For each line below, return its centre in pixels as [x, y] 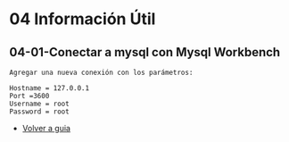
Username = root [39, 104]
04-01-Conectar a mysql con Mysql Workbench [145, 52]
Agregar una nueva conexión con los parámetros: [101, 72]
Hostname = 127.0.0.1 [50, 88]
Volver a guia [46, 128]
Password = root [39, 112]
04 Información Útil [83, 19]
